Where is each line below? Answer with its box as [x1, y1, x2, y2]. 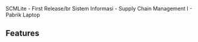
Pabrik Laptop [5, 11, 40, 18]
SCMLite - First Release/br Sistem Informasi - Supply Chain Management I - [5, 5, 193, 12]
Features [5, 28, 39, 38]
